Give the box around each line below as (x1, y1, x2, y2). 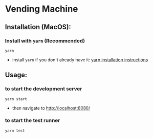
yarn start (5, 96, 27, 102)
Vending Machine (5, 3, 78, 15)
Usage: (5, 71, 28, 79)
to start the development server (5, 86, 82, 92)
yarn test (5, 128, 25, 133)
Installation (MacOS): (5, 23, 71, 31)
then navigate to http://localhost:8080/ (12, 105, 90, 111)
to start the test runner (5, 117, 60, 124)
